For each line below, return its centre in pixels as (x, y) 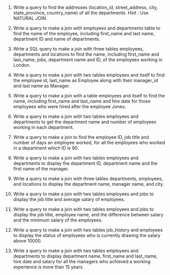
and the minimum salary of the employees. (58, 220)
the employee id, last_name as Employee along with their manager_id (86, 80)
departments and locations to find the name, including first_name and (86, 54)
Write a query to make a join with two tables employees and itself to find (89, 75)
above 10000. (27, 241)
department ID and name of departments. (57, 39)
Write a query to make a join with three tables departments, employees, (88, 179)
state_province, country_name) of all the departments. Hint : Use (81, 13)
